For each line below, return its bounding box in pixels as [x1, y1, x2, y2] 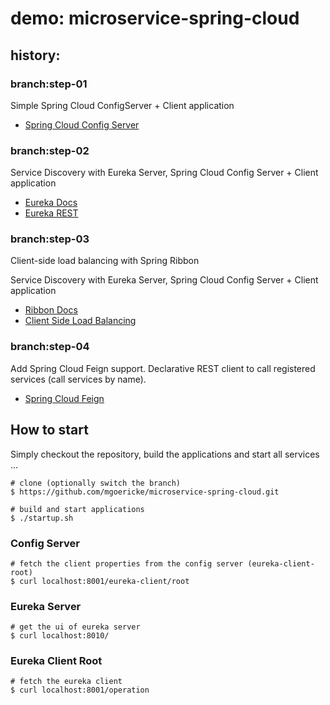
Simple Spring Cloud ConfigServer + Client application [10, 99, 235, 111]
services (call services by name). [10, 373, 147, 385]
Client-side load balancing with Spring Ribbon [10, 255, 200, 267]
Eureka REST [24, 207, 79, 219]
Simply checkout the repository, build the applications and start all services [10, 448, 320, 460]
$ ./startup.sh [10, 513, 74, 523]
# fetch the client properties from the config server [10, 558, 244, 569]
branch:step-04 [10, 340, 90, 354]
